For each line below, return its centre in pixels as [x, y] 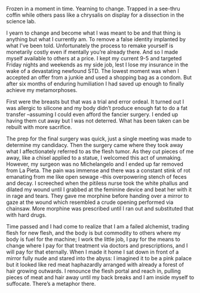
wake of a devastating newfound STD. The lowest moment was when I [93, 71]
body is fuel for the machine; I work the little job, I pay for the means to [93, 239]
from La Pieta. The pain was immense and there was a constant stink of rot [98, 170]
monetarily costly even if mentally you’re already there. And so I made [92, 52]
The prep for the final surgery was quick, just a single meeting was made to [99, 139]
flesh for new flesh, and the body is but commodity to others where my [93, 233]
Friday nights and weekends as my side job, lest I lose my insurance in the [97, 65]
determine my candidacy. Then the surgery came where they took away [95, 145]
